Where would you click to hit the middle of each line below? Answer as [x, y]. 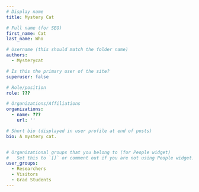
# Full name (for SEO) [34, 28]
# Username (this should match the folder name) [67, 50]
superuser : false [28, 77]
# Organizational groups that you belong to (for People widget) [88, 152]
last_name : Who [25, 39]
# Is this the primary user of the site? [58, 71]
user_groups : [22, 164]
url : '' [26, 120]
